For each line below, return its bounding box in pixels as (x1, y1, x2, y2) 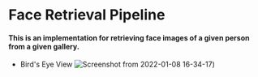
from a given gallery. (8, 41, 80, 51)
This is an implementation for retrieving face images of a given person (8, 32, 250, 42)
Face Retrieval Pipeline (8, 6, 166, 24)
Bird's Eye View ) (19, 59, 215, 70)
